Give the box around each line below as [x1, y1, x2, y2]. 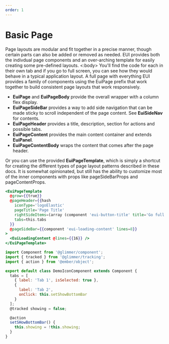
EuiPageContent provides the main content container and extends [12, 131, 152, 137]
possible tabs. [12, 126, 42, 132]
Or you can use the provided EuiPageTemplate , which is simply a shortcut [5, 157, 161, 163]
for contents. [12, 115, 40, 121]
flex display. [12, 99, 38, 105]
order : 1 [5, 7, 24, 13]
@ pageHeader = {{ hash [10, 198, 51, 203]
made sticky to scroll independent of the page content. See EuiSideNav [12, 110, 163, 116]
